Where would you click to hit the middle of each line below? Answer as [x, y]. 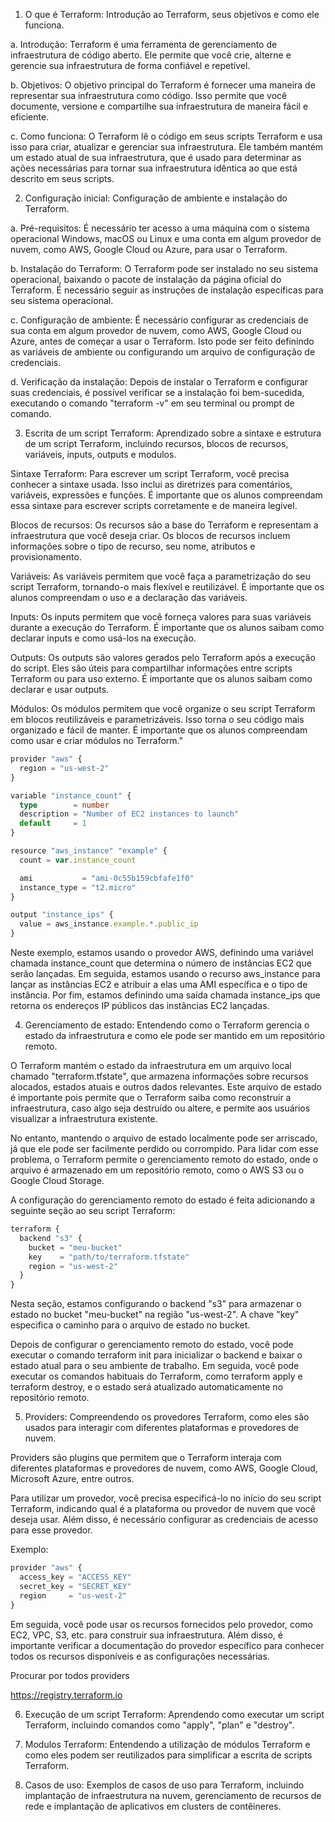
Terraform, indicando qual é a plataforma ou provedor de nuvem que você [163, 1509]
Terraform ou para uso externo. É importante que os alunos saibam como [161, 678]
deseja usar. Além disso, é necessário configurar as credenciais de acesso [164, 1520]
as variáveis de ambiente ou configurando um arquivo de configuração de [163, 352]
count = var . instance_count [78, 860]
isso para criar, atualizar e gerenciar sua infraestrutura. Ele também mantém [167, 147]
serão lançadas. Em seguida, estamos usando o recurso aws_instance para [165, 973]
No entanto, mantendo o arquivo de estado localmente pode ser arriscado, [164, 1138]
